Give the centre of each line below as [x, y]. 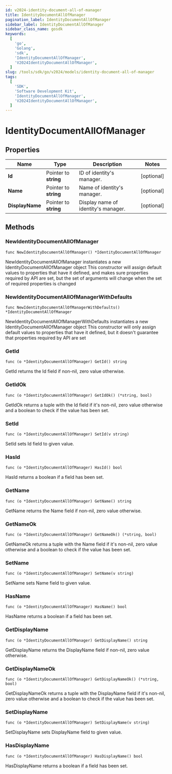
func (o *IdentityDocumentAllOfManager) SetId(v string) [67, 434]
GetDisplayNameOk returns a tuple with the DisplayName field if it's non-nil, [85, 693]
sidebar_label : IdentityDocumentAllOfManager [55, 24]
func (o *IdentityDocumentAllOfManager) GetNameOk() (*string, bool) [81, 534]
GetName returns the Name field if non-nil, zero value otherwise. [74, 511]
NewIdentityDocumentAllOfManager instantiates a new [63, 262]
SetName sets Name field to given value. [48, 583]
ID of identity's [96, 173]
